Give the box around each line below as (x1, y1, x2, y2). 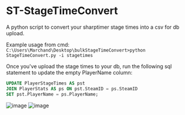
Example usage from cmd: (6, 41, 70, 48)
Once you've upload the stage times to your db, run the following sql (6, 63, 172, 70)
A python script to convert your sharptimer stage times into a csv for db (6, 23, 180, 31)
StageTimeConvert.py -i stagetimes (6, 52, 93, 58)
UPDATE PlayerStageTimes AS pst (6, 80, 85, 86)
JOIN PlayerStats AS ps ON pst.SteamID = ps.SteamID (6, 86, 138, 92)
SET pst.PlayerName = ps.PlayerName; (6, 91, 99, 97)
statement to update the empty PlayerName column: (6, 69, 133, 76)
